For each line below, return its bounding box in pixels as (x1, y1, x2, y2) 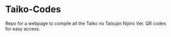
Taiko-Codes (5, 4, 61, 15)
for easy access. (5, 25, 40, 31)
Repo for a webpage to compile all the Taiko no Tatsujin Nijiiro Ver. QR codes (5, 20, 166, 26)
